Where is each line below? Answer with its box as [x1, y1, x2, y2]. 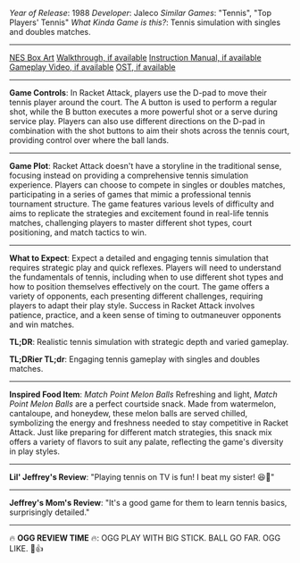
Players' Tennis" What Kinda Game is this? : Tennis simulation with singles [9, 17, 281, 28]
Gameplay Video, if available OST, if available [9, 62, 176, 72]
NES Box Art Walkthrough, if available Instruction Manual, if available [9, 53, 262, 63]
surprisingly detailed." [9, 507, 90, 517]
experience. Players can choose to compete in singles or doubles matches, [9, 180, 286, 190]
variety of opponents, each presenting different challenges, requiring [9, 290, 263, 301]
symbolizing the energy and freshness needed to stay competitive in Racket [9, 417, 288, 428]
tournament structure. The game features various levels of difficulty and [9, 198, 275, 209]
